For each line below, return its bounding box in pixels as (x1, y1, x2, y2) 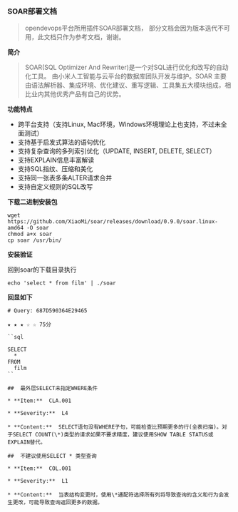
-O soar (26, 225, 50, 232)
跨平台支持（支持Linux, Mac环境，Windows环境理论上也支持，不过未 (17, 120, 221, 129)
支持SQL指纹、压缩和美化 (17, 165, 93, 173)
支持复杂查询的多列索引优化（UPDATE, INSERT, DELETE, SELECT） (17, 147, 216, 155)
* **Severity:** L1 (7, 478, 69, 485)
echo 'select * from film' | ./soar (7, 280, 116, 287)
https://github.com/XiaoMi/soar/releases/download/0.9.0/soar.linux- (7, 218, 219, 225)
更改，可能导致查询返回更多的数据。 (12, 499, 103, 506)
